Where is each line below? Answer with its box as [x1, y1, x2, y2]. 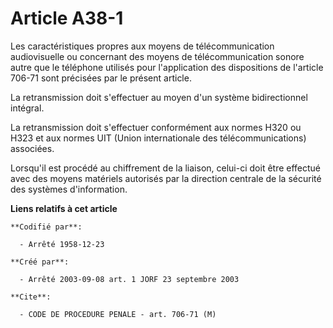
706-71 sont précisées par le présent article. [10, 72, 192, 84]
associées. [10, 142, 55, 154]
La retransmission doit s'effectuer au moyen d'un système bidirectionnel [10, 91, 308, 103]
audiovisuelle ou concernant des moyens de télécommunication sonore [10, 50, 305, 62]
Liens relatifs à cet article [10, 202, 118, 214]
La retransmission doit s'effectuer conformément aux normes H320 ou [10, 121, 302, 133]
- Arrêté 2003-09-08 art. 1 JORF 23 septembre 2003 [19, 274, 240, 284]
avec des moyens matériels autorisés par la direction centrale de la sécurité [10, 172, 322, 184]
